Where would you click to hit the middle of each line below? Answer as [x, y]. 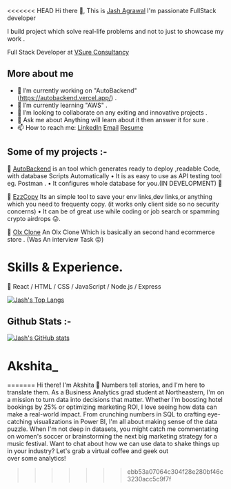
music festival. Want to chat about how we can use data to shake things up [113, 444]
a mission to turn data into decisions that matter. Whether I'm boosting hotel [115, 400]
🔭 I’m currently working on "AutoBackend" [77, 90]
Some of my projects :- [57, 152]
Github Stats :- [39, 321]
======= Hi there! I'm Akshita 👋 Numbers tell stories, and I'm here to [106, 385]
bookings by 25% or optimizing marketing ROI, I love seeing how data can [112, 407]
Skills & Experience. [65, 267]
